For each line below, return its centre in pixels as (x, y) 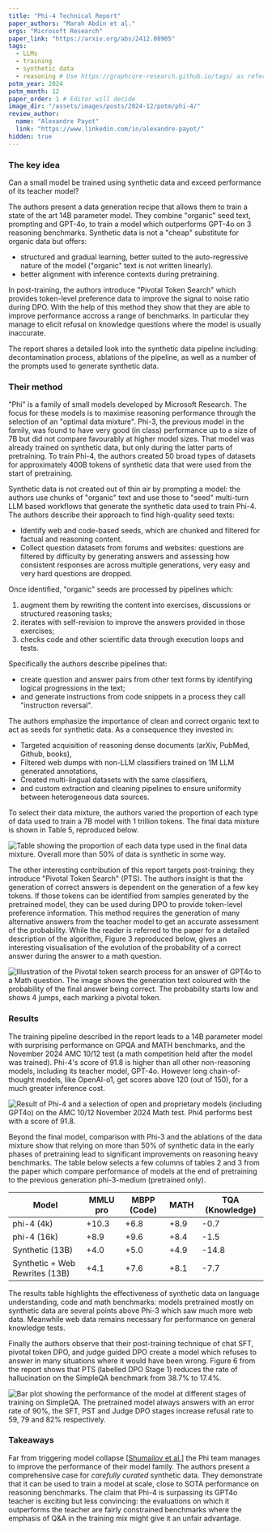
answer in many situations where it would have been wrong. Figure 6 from (132, 1360)
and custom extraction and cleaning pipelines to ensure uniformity (131, 789)
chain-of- (225, 1071)
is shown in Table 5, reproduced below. (74, 830)
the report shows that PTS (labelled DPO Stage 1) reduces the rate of (123, 1369)
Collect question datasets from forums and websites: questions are (132, 548)
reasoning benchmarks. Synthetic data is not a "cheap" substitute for (124, 233)
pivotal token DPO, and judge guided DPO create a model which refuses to (133, 1352)
